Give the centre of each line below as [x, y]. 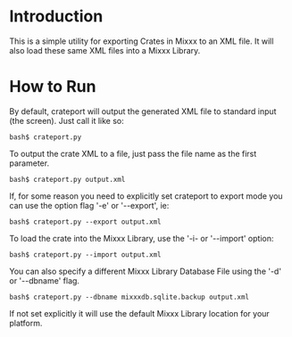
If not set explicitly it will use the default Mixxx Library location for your [139, 313]
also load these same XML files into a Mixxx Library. [105, 50]
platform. [26, 323]
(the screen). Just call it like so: [67, 120]
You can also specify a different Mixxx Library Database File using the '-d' [146, 271]
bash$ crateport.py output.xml [67, 179]
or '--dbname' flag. [45, 280]
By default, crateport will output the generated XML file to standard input [143, 111]
